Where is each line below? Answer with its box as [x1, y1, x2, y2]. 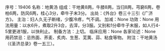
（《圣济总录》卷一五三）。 [5, 41, 57, 46]
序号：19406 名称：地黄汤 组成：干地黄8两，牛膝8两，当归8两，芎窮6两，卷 [5, 4, 161, 10]
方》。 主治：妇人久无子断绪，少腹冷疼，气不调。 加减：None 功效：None [5, 17, 154, 22]
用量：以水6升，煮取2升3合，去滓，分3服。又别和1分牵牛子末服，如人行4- [9, 22, 161, 28]
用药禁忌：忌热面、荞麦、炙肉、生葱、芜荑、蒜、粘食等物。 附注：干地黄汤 [5, 34, 158, 40]
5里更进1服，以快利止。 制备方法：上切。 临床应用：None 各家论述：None [5, 29, 156, 34]
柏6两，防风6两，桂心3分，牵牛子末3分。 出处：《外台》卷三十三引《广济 [5, 10, 153, 16]
